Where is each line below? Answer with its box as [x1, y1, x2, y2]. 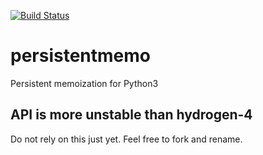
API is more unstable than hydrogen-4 [10, 106, 253, 124]
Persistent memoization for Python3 [10, 77, 159, 89]
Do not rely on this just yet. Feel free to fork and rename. [10, 133, 243, 145]
